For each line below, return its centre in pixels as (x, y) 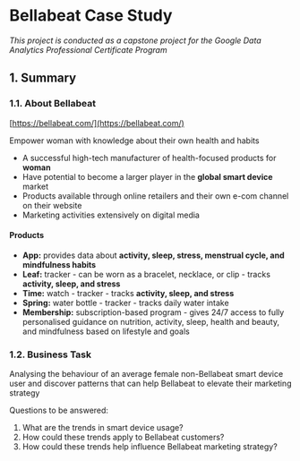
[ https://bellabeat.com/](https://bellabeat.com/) (97, 123)
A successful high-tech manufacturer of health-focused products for (149, 158)
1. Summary (43, 78)
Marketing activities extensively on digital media (111, 215)
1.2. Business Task (51, 354)
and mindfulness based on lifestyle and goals (106, 331)
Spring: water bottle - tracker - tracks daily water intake (126, 303)
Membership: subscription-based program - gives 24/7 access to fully (153, 312)
